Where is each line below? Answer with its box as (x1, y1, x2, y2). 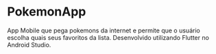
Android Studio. (7, 40, 51, 49)
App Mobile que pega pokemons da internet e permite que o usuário (7, 26, 200, 34)
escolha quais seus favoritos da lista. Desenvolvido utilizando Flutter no (7, 33, 209, 41)
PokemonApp (7, 4, 86, 20)
